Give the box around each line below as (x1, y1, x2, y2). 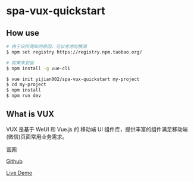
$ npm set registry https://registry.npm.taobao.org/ (6, 49, 143, 55)
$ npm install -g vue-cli (6, 65, 70, 71)
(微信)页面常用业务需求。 (6, 133, 68, 140)
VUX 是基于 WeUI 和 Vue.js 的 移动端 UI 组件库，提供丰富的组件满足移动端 (6, 125, 188, 133)
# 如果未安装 (6, 59, 34, 66)
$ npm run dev (6, 93, 42, 99)
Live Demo (6, 169, 33, 176)
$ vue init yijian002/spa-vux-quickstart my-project (6, 76, 140, 82)
